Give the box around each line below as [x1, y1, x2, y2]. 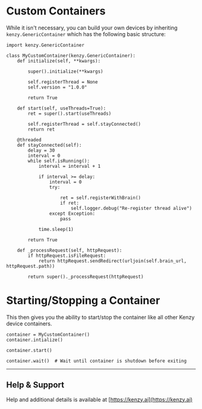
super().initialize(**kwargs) [28, 68, 103, 75]
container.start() [6, 347, 52, 353]
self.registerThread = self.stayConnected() [28, 121, 141, 127]
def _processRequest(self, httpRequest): [17, 247, 122, 253]
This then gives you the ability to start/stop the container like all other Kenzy [6, 313, 195, 321]
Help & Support [6, 380, 65, 390]
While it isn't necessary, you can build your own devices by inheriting [6, 24, 178, 31]
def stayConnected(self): [17, 142, 82, 148]
